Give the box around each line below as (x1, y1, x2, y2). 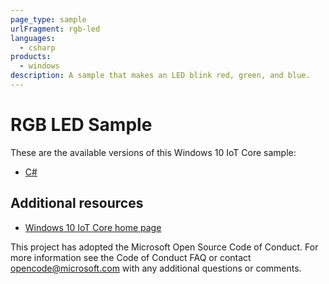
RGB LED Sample (10, 114, 153, 136)
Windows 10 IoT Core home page (24, 221, 162, 233)
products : (10, 52, 52, 62)
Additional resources (10, 195, 144, 212)
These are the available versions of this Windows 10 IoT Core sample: (10, 146, 297, 158)
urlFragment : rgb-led (10, 24, 101, 34)
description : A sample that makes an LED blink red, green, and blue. (10, 71, 311, 81)
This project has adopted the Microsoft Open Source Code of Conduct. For (10, 241, 319, 253)
